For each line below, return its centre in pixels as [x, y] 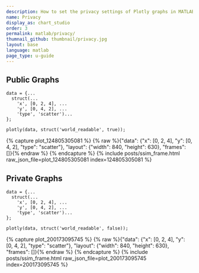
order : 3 [17, 28]
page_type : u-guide [30, 56]
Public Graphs [33, 80]
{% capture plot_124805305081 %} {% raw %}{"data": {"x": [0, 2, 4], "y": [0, [99, 141]
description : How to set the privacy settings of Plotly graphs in [91, 12]
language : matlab [28, 50]
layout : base [22, 45]
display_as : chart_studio [38, 23]
